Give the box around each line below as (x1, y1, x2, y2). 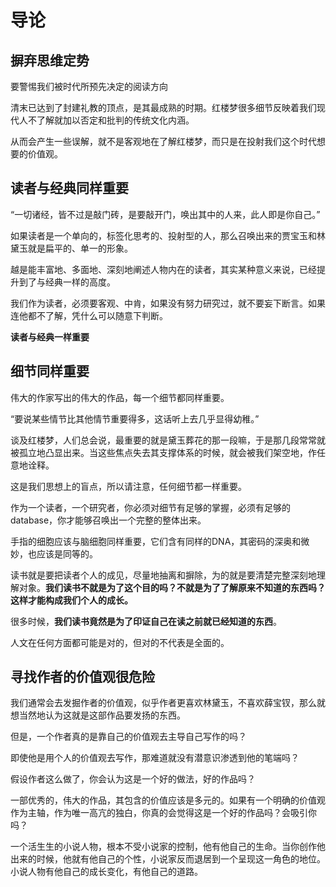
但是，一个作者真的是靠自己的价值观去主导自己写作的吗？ (10, 731, 247, 743)
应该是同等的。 (36, 547, 98, 560)
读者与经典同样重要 (10, 180, 129, 197)
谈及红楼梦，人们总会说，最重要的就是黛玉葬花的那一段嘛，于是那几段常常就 (10, 434, 326, 446)
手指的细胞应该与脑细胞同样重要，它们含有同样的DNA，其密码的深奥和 (10, 535, 302, 547)
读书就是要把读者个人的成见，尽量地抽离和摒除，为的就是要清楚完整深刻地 (10, 569, 317, 581)
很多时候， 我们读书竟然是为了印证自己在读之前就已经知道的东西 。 (10, 615, 282, 627)
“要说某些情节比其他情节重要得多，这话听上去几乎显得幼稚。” (10, 412, 260, 425)
